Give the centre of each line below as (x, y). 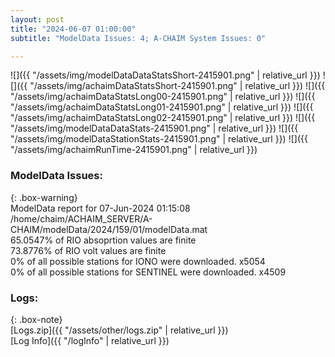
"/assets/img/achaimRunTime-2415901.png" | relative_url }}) (134, 150)
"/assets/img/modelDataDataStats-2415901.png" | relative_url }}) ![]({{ (154, 128)
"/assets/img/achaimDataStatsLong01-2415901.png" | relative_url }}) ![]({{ (162, 107)
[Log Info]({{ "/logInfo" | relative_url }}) (90, 340)
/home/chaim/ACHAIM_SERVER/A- (81, 218)
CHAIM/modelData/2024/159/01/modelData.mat (109, 229)
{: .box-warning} (44, 197)
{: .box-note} (36, 319)
